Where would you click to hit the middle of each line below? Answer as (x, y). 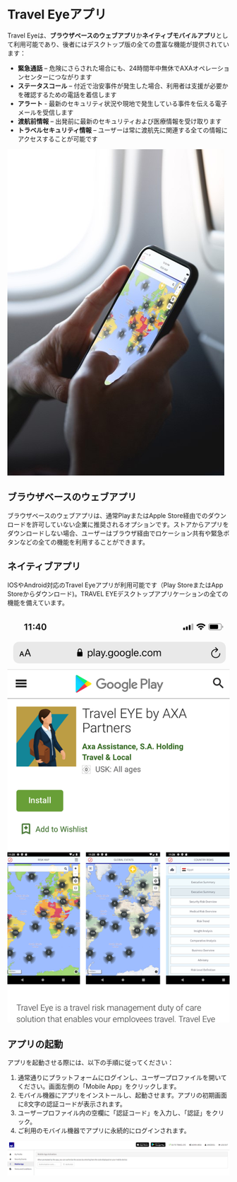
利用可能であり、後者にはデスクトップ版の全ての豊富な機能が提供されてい (121, 44)
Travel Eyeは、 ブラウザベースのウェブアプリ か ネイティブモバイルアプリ (112, 35)
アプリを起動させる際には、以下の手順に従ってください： (91, 1062)
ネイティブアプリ (44, 567)
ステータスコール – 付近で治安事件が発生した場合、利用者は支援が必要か (123, 86)
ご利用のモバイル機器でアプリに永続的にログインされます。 (104, 1130)
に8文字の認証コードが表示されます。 (72, 1103)
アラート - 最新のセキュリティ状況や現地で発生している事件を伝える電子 (122, 103)
